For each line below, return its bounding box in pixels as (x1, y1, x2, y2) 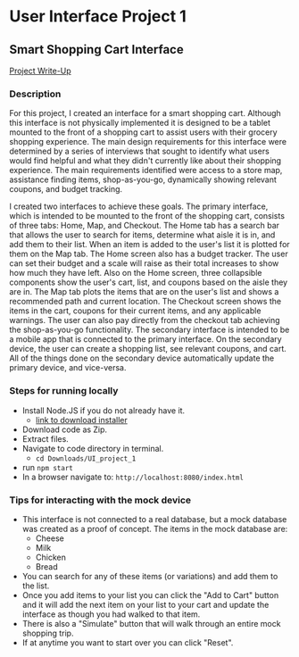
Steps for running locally (9, 385, 119, 397)
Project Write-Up (9, 65, 71, 76)
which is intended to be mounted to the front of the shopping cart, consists (9, 211, 286, 221)
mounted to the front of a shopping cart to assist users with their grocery (9, 127, 278, 137)
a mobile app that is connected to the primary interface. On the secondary (9, 334, 283, 345)
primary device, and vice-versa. (9, 362, 127, 373)
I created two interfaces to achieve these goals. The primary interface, (9, 201, 269, 212)
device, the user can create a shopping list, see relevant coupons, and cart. (9, 344, 287, 354)
